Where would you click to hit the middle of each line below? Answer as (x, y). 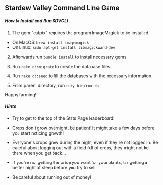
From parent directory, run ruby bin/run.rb (55, 86)
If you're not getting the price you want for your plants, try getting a (80, 162)
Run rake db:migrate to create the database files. (62, 67)
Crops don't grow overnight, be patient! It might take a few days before (83, 128)
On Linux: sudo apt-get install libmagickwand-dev (64, 47)
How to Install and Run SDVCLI (36, 20)
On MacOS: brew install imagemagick (50, 42)
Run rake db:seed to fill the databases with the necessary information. (82, 76)
